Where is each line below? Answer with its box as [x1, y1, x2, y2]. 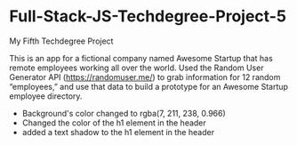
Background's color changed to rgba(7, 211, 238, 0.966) [21, 108, 227, 118]
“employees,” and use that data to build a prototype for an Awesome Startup [9, 81, 289, 92]
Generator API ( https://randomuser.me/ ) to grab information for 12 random [9, 71, 281, 82]
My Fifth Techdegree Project [9, 36, 114, 46]
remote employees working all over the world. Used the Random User [9, 62, 264, 73]
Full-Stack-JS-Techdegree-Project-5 [9, 6, 287, 27]
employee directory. [9, 91, 83, 101]
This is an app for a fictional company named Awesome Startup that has [9, 52, 273, 63]
